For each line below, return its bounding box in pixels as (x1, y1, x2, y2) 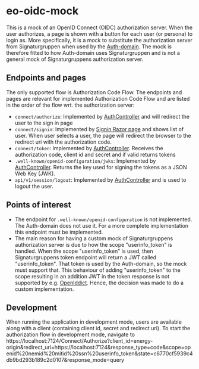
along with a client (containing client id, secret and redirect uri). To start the (6, 325, 191, 332)
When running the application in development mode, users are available (6, 318, 182, 325)
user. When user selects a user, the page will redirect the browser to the (14, 132, 191, 139)
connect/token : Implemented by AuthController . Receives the (14, 144, 163, 151)
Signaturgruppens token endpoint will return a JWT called (14, 253, 156, 261)
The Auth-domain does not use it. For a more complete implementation (14, 222, 189, 229)
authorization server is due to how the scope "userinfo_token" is (14, 241, 172, 248)
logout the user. (14, 182, 53, 190)
